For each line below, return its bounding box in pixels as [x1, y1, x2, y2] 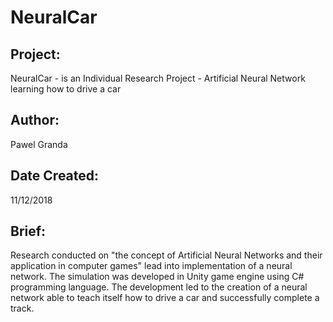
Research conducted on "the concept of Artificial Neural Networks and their [10, 249, 323, 261]
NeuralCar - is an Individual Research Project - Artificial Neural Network [10, 72, 306, 84]
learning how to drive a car [10, 83, 122, 95]
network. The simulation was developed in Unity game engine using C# [10, 271, 305, 283]
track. [10, 302, 35, 315]
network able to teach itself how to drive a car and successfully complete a [10, 292, 320, 304]
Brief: [10, 223, 47, 240]
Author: [10, 112, 60, 129]
